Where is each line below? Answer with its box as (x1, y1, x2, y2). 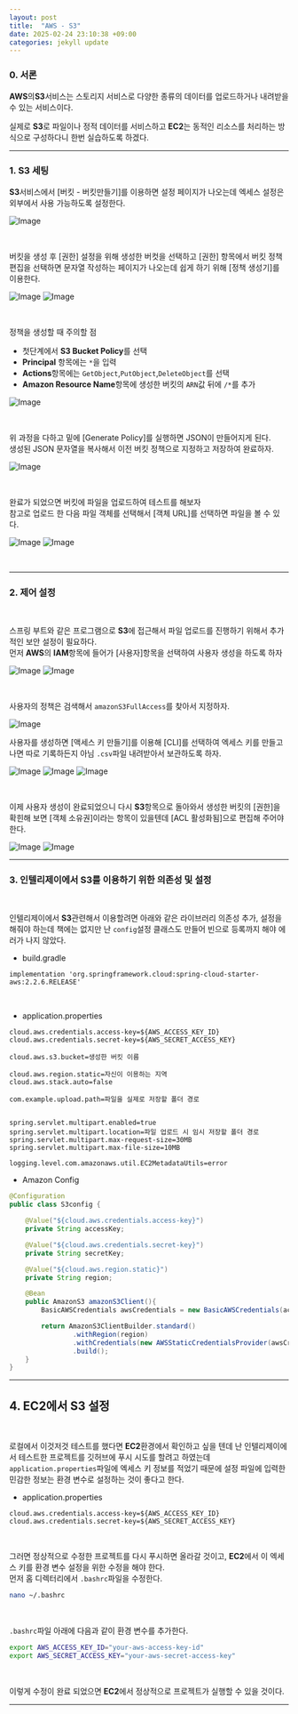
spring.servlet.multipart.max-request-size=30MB (9, 1136, 192, 1145)
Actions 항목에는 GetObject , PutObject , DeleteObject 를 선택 (21, 367, 231, 378)
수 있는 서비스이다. (9, 101, 74, 112)
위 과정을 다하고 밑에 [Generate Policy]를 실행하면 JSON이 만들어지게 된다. (9, 432, 271, 443)
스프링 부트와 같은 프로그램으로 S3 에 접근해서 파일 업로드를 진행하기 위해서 (9, 625, 268, 636)
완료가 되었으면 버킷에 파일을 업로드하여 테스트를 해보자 (9, 496, 201, 507)
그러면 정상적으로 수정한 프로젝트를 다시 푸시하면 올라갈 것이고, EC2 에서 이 (9, 1551, 269, 1562)
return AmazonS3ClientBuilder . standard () (41, 1322, 197, 1331)
